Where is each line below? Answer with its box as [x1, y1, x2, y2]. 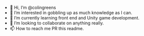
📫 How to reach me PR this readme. [9, 26, 84, 31]
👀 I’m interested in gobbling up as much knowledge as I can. [9, 10, 132, 16]
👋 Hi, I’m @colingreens [9, 5, 56, 10]
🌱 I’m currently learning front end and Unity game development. [9, 15, 140, 20]
